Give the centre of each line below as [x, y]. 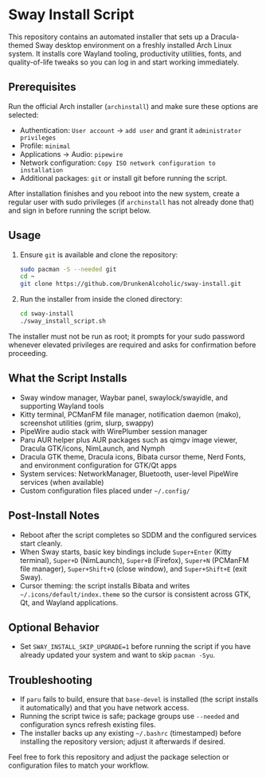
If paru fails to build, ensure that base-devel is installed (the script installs [139, 699]
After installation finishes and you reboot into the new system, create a [124, 194]
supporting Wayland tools [62, 406]
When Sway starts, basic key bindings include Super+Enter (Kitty [126, 552]
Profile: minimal [45, 146]
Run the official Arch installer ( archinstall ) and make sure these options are [133, 106]
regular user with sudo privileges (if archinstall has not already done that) [131, 201]
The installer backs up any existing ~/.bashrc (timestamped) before [130, 733]
